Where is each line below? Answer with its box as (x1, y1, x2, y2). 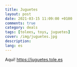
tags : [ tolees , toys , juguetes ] (5, 30, 70, 34)
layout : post (5, 12, 31, 17)
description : (5, 39, 31, 44)
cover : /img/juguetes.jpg (5, 34, 57, 39)
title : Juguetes (5, 7, 38, 12)
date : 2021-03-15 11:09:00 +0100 (5, 16, 73, 21)
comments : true (5, 20, 36, 26)
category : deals (5, 25, 38, 30)
